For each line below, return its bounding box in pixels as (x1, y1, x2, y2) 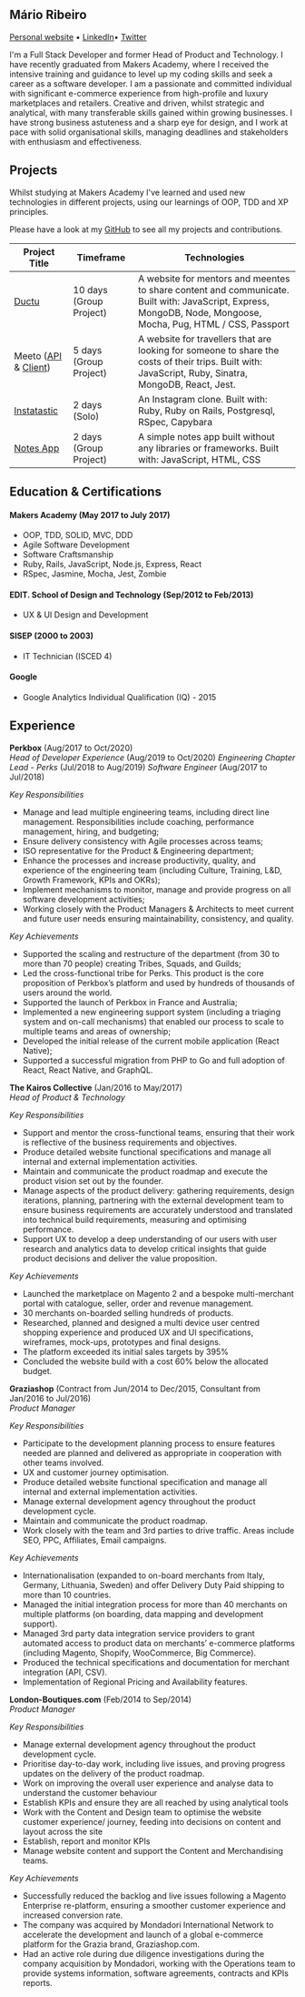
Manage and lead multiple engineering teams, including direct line (22, 806, 270, 818)
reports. (22, 1977, 53, 1988)
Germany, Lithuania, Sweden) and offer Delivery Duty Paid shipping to (22, 1579, 285, 1590)
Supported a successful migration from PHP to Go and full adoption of (22, 1055, 286, 1065)
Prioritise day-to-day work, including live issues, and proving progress (22, 1758, 286, 1769)
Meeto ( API (14, 350, 62, 362)
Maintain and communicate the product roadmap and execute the (22, 1166, 268, 1177)
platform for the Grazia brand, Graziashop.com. (22, 1939, 200, 1950)
